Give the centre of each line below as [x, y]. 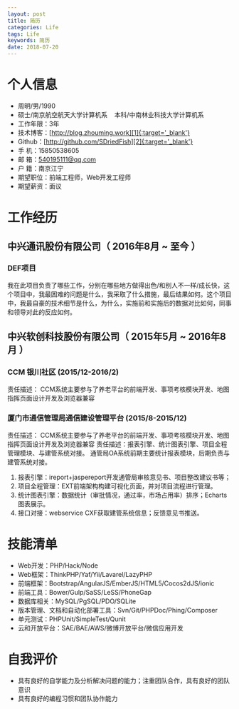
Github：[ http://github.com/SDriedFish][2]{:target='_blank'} [105, 141]
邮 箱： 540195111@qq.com [57, 159]
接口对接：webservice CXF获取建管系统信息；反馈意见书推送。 [111, 513]
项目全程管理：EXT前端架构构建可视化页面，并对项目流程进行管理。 [117, 486]
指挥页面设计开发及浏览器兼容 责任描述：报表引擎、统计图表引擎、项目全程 [117, 444]
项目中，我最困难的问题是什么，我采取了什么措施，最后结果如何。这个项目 [122, 294]
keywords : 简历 [29, 41]
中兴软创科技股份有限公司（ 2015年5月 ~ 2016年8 [117, 337]
